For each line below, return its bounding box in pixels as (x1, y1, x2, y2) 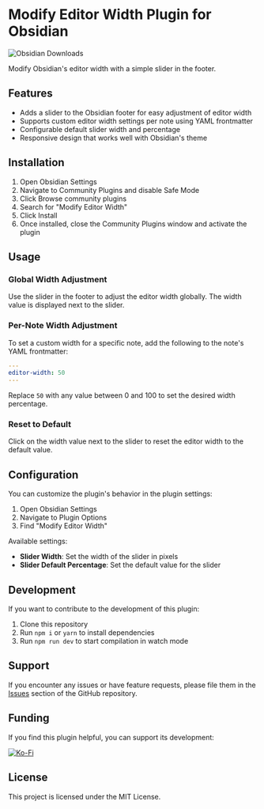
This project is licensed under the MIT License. (8, 792, 161, 801)
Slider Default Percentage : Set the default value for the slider (19, 560, 221, 570)
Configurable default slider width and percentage (19, 124, 180, 134)
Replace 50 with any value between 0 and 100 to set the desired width (8, 391, 236, 400)
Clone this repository (19, 619, 89, 629)
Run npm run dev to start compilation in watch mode (19, 637, 189, 646)
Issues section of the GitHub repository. (8, 688, 138, 697)
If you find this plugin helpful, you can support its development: (8, 732, 215, 742)
